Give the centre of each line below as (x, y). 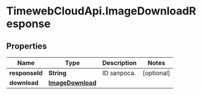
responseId (26, 73)
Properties (27, 46)
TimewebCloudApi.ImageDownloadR (101, 11)
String (57, 73)
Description (119, 63)
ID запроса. (119, 73)
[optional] (156, 73)
